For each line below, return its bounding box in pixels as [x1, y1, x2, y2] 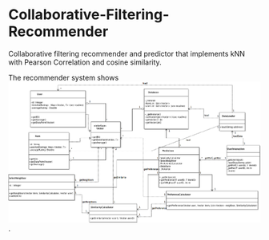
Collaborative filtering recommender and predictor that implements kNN [8, 49, 246, 58]
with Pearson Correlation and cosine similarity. [8, 57, 162, 67]
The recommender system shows [8, 73, 119, 82]
